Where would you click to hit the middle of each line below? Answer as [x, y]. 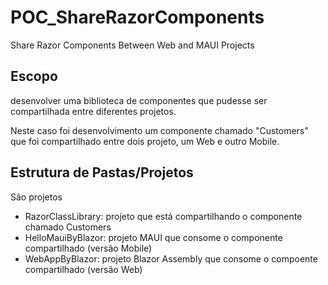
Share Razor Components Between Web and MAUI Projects [132, 45]
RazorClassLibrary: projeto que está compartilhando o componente [163, 216]
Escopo [34, 76]
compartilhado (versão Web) [83, 269]
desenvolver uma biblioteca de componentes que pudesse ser [139, 100]
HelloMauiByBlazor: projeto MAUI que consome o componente [153, 237]
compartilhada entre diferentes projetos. [93, 111]
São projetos [36, 197]
